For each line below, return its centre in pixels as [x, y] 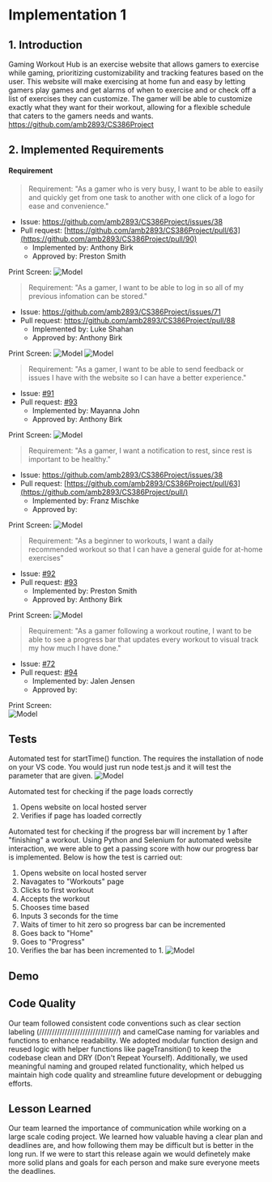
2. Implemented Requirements [86, 150]
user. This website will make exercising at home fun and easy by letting [127, 81]
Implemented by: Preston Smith [85, 591]
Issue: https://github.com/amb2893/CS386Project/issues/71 [120, 312]
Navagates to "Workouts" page [72, 881]
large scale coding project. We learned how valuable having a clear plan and [136, 1137]
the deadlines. [32, 1171]
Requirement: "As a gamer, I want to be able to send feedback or [136, 369]
